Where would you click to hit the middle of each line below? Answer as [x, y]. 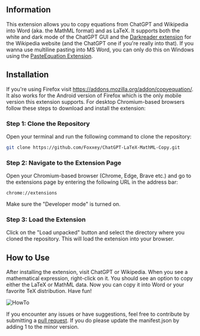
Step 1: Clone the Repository [48, 124]
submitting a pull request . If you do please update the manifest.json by [93, 320]
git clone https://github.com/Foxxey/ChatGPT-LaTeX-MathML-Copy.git [93, 147]
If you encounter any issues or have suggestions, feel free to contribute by [98, 314]
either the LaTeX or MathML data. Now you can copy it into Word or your [95, 285]
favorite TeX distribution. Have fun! [49, 291]
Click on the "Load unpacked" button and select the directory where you [96, 233]
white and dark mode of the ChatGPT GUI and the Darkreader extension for [99, 37]
